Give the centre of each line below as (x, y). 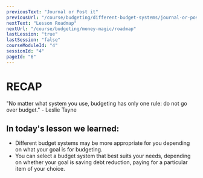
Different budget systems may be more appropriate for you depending (102, 143)
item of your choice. (40, 169)
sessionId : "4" (25, 51)
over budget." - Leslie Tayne (41, 110)
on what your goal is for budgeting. (59, 150)
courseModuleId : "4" (32, 46)
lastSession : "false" (34, 40)
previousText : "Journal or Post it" (52, 12)
